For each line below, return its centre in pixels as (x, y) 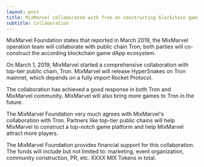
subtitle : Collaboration (38, 23)
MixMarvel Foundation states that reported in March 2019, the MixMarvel (97, 41)
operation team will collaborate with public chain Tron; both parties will (95, 47)
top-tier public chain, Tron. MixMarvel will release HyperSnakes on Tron (96, 71)
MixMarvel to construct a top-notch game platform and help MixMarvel (95, 127)
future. (15, 102)
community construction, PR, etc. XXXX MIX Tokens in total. (81, 158)
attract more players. (32, 133)
